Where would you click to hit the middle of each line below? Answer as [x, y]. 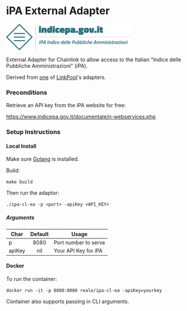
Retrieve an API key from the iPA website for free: [66, 105]
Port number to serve [80, 243]
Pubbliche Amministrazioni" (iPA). [47, 65]
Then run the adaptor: [33, 193]
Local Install [21, 146]
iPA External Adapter [58, 11]
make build [19, 182]
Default [40, 234]
